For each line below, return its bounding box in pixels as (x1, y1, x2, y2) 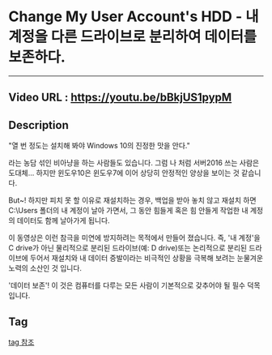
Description (8, 118, 69, 132)
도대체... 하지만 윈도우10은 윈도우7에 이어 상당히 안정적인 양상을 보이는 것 (8, 168, 240, 178)
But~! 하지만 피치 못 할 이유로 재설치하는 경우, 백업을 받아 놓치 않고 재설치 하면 (8, 195, 257, 205)
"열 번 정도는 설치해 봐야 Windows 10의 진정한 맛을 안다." (8, 141, 190, 151)
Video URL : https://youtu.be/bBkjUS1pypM (8, 91, 232, 105)
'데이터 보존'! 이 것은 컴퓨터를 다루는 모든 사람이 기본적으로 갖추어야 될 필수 (8, 280, 245, 290)
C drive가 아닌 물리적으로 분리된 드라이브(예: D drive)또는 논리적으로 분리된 (8, 243, 248, 253)
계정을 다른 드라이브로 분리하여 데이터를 (8, 28, 257, 46)
